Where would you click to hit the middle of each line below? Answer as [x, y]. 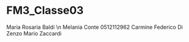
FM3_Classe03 [45, 10]
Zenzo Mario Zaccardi [34, 33]
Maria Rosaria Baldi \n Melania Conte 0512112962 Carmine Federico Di [94, 27]
